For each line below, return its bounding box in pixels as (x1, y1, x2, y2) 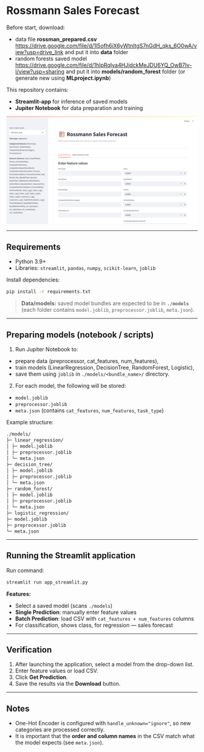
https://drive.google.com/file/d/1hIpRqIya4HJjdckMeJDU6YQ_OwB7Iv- (15, 61, 192, 69)
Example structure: (6, 418, 53, 426)
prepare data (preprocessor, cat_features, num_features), (15, 357, 159, 365)
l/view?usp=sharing (15, 67, 65, 75)
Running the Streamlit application (6, 551, 136, 561)
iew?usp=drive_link (15, 48, 64, 55)
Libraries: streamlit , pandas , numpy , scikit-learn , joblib (15, 264, 156, 272)
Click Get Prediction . (15, 674, 68, 681)
